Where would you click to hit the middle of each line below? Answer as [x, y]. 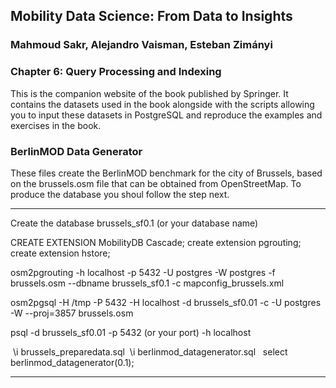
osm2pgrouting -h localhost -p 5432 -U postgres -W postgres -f [143, 272]
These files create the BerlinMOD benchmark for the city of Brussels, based [166, 173]
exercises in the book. [56, 125]
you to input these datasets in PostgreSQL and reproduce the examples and [166, 115]
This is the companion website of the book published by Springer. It [149, 93]
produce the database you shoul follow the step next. [120, 194]
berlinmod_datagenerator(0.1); [72, 362]
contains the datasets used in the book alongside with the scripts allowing [162, 104]
